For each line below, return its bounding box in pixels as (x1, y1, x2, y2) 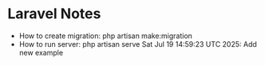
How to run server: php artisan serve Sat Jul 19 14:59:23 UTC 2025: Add (18, 39, 257, 48)
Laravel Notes (7, 5, 101, 23)
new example (18, 48, 64, 57)
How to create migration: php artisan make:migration (18, 31, 193, 40)
